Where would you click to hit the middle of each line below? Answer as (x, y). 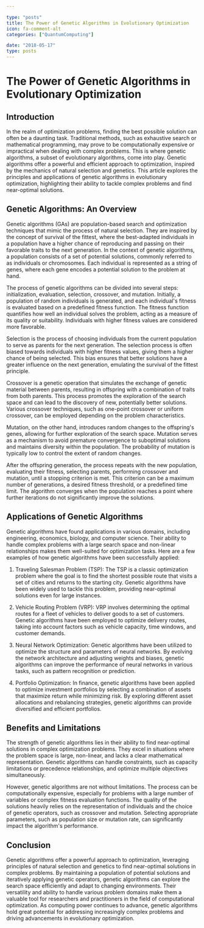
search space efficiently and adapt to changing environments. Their (91, 886)
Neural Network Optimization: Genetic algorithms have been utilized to (104, 645)
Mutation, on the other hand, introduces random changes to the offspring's (100, 427)
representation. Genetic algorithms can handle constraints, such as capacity (102, 762)
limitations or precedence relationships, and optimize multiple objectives (97, 768)
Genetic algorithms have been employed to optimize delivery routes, (101, 620)
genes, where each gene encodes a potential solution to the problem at (96, 269)
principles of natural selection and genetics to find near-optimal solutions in (101, 866)
